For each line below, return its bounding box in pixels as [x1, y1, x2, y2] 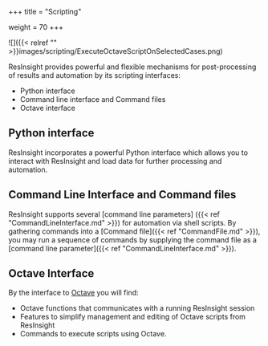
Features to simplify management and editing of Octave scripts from [19, 312, 246, 322]
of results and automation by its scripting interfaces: [8, 71, 181, 79]
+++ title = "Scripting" [8, 7, 82, 16]
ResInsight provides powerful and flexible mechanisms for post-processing [8, 62, 257, 71]
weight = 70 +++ [8, 22, 64, 31]
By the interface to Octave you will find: [8, 288, 139, 298]
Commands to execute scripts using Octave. [19, 329, 167, 339]
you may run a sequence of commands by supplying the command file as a [8, 234, 257, 244]
